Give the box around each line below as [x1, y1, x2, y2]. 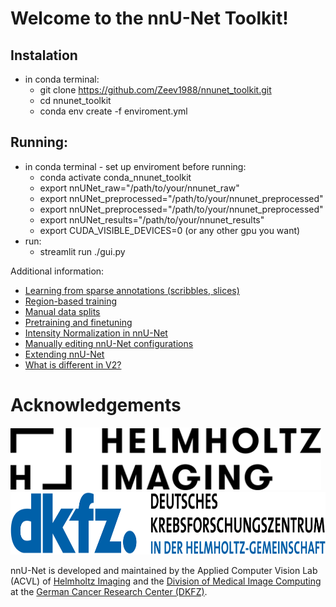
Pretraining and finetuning [24, 316, 133, 328]
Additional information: [10, 265, 105, 277]
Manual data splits [24, 305, 101, 317]
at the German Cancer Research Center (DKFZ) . [10, 585, 208, 597]
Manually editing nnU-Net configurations [24, 337, 194, 349]
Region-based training [24, 295, 118, 307]
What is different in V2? [24, 358, 122, 371]
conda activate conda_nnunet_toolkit [39, 171, 192, 183]
